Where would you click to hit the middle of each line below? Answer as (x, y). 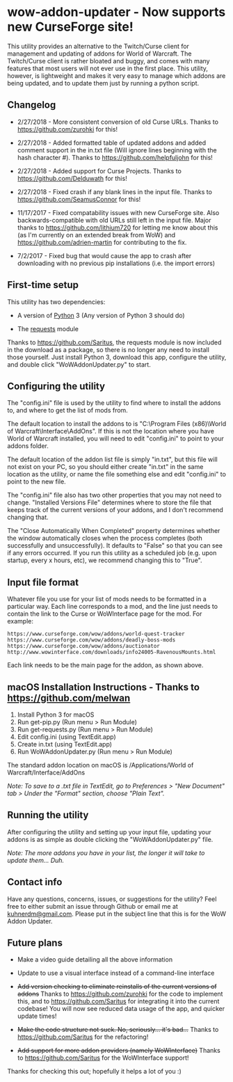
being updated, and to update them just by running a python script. (103, 83)
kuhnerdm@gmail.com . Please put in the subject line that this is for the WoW (117, 914)
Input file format (43, 582)
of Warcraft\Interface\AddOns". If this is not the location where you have (111, 431)
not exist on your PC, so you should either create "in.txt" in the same (105, 467)
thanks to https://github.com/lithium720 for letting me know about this (118, 228)
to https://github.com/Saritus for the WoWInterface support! (103, 1058)
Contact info (35, 882)
